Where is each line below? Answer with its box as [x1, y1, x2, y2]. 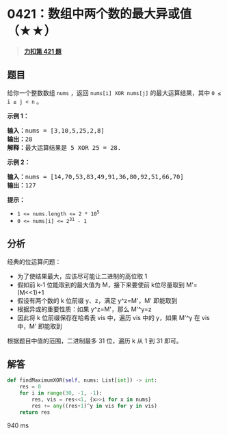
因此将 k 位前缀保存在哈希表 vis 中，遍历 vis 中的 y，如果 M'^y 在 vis [16, 313, 210, 321]
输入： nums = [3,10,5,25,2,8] [7, 127, 105, 134]
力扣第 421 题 [23, 47, 62, 55]
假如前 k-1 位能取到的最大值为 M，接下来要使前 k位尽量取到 [16, 280, 185, 289]
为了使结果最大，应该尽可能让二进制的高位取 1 [16, 272, 148, 280]
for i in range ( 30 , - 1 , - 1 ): [19, 390, 103, 397]
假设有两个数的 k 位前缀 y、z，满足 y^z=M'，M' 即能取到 [16, 296, 178, 304]
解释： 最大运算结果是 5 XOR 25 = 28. [7, 144, 122, 151]
